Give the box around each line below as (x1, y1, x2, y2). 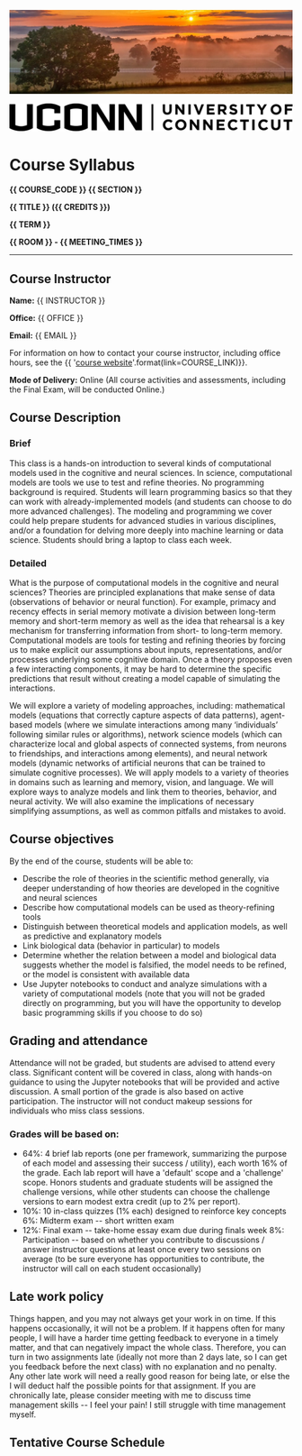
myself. (9, 1408, 37, 1420)
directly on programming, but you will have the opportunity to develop (22, 997, 281, 1008)
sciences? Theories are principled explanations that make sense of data (9, 587, 276, 598)
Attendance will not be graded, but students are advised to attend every (9, 1057, 276, 1068)
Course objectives (9, 831, 114, 847)
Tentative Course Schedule (9, 1435, 165, 1451)
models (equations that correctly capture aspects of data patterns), (9, 710, 259, 721)
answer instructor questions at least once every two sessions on (22, 1244, 262, 1254)
